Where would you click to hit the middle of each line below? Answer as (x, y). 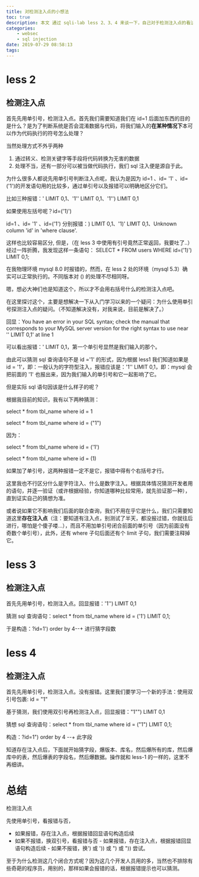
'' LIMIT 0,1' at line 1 (30, 334)
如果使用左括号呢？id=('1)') (39, 211)
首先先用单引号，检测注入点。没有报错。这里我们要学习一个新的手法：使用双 (99, 691)
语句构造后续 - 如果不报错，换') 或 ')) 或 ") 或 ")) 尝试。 (81, 848)
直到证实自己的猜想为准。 (37, 498)
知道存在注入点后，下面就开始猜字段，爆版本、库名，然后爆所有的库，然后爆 (99, 749)
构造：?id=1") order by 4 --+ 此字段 (49, 737)
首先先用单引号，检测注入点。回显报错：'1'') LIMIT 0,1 (71, 603)
